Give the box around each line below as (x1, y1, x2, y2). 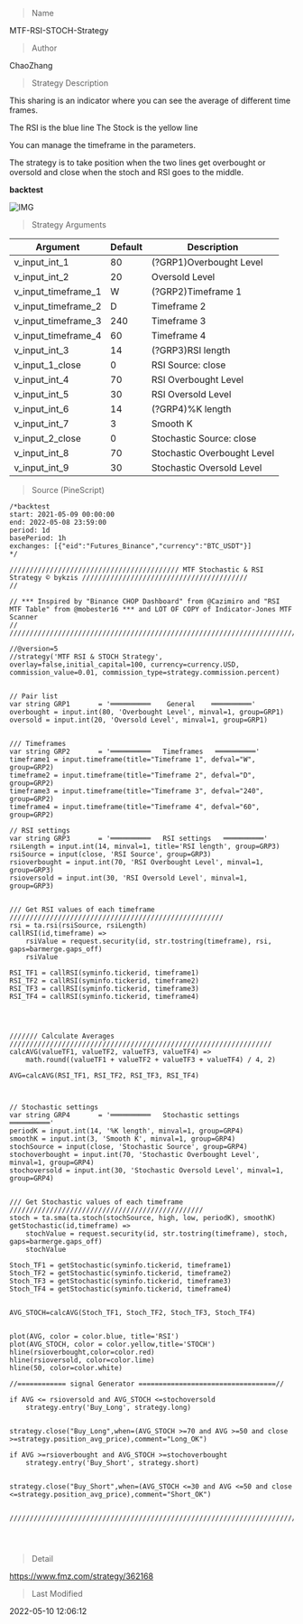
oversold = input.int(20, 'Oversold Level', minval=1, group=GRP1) (9, 715, 269, 724)
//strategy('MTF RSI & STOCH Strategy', (9, 652, 164, 661)
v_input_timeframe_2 (14, 300, 102, 313)
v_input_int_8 (14, 447, 69, 459)
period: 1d (9, 526, 50, 535)
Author (31, 42, 58, 53)
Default (110, 241, 142, 253)
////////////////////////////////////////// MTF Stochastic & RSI (9, 565, 264, 574)
